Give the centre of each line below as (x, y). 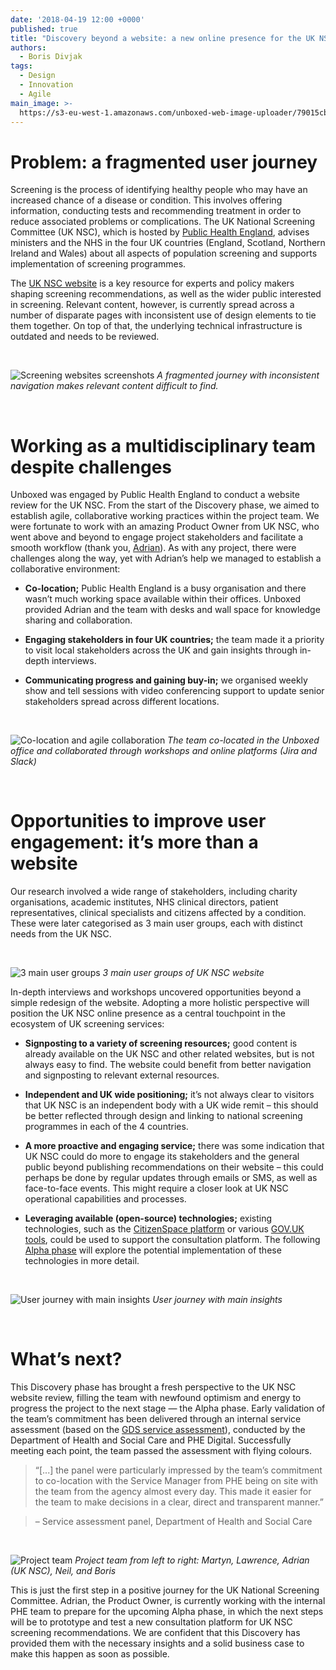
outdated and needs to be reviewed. (85, 337)
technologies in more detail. (82, 1261)
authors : (28, 47)
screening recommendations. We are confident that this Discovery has (155, 1633)
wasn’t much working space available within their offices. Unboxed (163, 599)
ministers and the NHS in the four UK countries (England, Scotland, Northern (168, 243)
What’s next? (66, 1359)
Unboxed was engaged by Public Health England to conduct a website (155, 495)
